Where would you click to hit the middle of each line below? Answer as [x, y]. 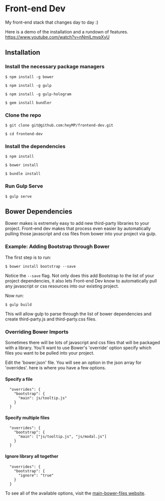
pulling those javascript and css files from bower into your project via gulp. [81, 234]
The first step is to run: [28, 257]
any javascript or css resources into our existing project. [62, 286]
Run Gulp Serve [24, 186]
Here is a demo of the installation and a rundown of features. [67, 32]
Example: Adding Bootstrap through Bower [57, 247]
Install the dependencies [35, 146]
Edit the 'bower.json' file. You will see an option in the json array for [73, 362]
